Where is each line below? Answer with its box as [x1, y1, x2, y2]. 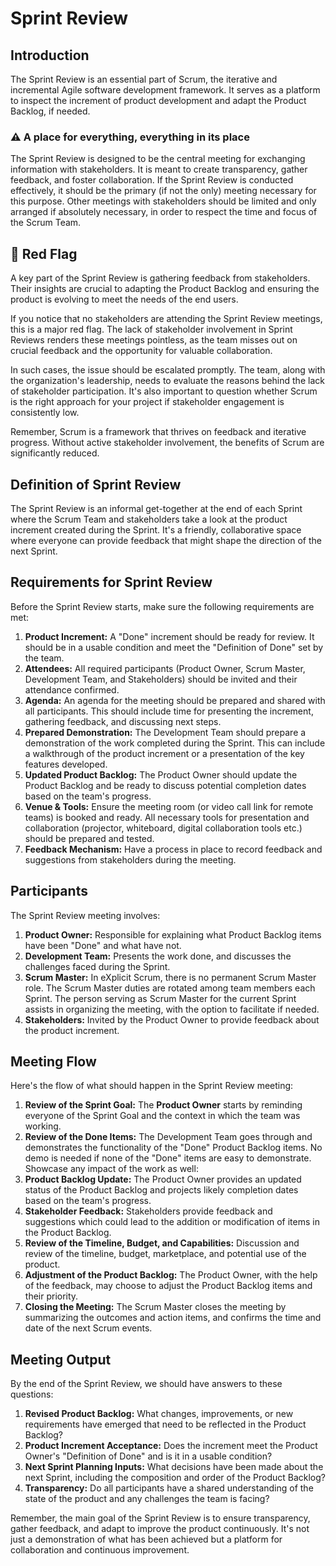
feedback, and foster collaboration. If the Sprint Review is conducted [10, 174, 294, 186]
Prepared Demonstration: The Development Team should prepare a [24, 726, 307, 738]
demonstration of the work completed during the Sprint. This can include [24, 737, 326, 749]
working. [24, 1120, 62, 1132]
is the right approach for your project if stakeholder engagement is [10, 396, 285, 408]
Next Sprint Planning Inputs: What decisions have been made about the [24, 1461, 324, 1473]
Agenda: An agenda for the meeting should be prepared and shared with [24, 694, 326, 706]
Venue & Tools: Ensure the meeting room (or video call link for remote [24, 800, 314, 812]
